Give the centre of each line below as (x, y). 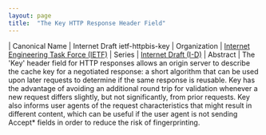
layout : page (30, 16)
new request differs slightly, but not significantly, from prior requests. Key (129, 97)
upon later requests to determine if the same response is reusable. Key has (132, 80)
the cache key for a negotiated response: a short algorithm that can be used (133, 71)
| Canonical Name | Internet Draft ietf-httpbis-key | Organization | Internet (129, 46)
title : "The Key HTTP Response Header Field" (87, 23)
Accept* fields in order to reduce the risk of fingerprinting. (104, 122)
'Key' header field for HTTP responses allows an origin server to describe (129, 63)
